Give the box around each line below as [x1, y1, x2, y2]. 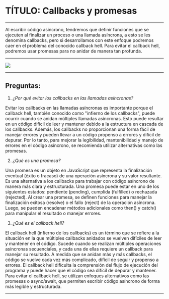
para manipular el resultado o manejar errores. [5, 210, 102, 216]
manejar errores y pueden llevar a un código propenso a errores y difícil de [5, 131, 161, 137]
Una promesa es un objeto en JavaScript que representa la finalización [5, 167, 152, 173]
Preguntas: [5, 81, 41, 90]
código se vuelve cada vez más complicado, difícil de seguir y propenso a [5, 257, 159, 263]
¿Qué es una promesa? [12, 157, 61, 164]
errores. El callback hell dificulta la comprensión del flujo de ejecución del [5, 262, 158, 268]
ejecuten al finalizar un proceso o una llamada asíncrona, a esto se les [5, 32, 151, 38]
